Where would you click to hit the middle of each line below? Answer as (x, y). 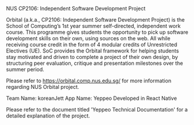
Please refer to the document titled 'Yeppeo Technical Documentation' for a (97, 110)
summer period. (25, 69)
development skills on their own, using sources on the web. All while (88, 38)
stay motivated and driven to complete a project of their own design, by (92, 57)
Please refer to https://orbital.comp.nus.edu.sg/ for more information (89, 81)
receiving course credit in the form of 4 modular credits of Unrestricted (92, 44)
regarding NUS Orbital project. (43, 87)
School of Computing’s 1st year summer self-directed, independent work (93, 26)
